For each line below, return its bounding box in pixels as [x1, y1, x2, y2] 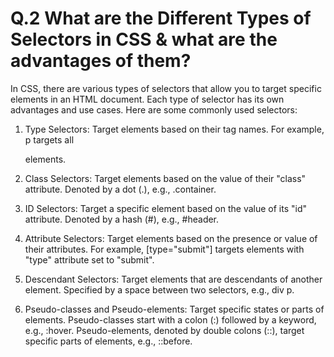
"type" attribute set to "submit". [24, 253, 155, 266]
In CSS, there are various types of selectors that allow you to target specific [10, 82, 322, 94]
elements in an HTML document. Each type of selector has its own [10, 93, 285, 105]
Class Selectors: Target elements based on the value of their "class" [24, 172, 307, 184]
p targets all [24, 133, 75, 146]
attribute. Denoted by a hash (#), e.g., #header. [24, 213, 220, 225]
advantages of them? [10, 50, 192, 72]
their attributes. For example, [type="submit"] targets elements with [24, 243, 305, 255]
